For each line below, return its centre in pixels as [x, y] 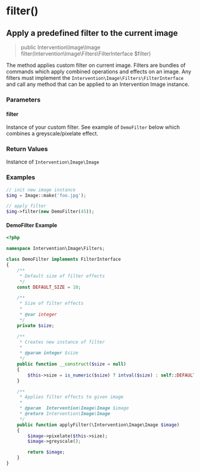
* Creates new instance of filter [62, 342]
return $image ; [46, 452]
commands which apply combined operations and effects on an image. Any [99, 72]
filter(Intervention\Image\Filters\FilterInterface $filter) [86, 54]
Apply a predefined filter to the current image [92, 33]
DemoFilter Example [32, 225]
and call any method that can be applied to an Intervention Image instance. [98, 84]
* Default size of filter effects [62, 276]
